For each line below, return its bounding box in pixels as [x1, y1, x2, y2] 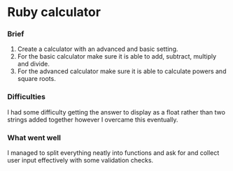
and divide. [17, 60, 50, 68]
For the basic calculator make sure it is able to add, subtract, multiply [17, 52, 217, 61]
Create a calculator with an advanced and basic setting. [17, 45, 178, 53]
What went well [7, 133, 62, 142]
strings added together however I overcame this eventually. [7, 115, 178, 124]
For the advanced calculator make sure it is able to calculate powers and [17, 67, 227, 75]
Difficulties [7, 92, 45, 102]
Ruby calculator [7, 4, 101, 20]
